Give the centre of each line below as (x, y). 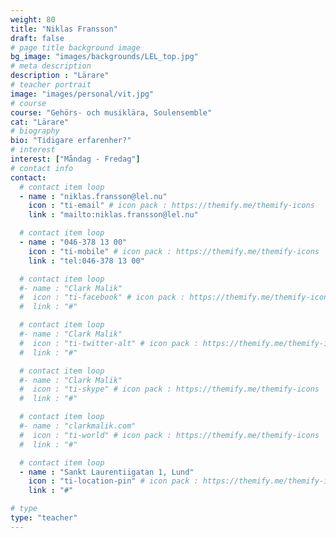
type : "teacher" (44, 518)
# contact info (42, 168)
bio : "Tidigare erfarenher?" (71, 141)
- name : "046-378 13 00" (73, 242)
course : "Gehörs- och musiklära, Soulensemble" (111, 112)
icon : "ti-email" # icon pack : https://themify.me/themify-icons (171, 206)
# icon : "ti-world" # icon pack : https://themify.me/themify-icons (169, 435)
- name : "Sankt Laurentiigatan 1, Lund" (107, 472)
